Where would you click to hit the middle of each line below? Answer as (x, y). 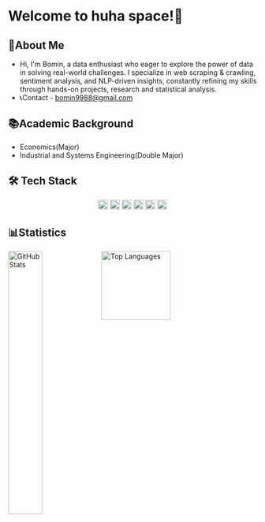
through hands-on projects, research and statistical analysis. (118, 89)
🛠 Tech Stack (43, 181)
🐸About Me (36, 45)
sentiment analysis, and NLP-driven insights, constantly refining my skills (138, 81)
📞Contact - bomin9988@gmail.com (76, 97)
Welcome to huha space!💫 (96, 16)
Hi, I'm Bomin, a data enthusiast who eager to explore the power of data (136, 64)
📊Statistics (37, 233)
